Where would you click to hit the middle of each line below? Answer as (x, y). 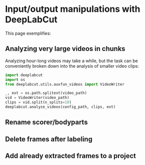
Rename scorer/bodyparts (46, 122)
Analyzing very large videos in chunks (65, 49)
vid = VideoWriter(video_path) (37, 98)
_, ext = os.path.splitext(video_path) (46, 93)
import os (15, 80)
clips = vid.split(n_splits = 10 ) (38, 102)
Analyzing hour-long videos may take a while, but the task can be (72, 61)
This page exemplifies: (28, 33)
